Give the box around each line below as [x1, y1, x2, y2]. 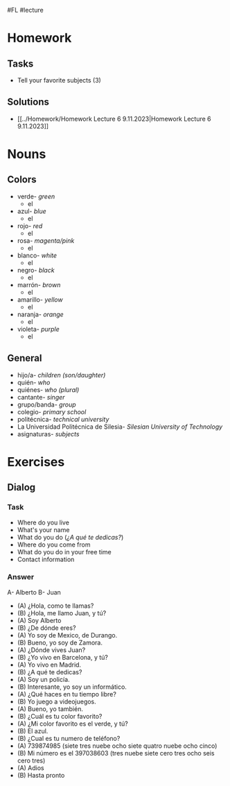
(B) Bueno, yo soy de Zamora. [17, 638, 103, 647]
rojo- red [17, 221, 43, 230]
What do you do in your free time [17, 547, 112, 556]
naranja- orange [17, 310, 64, 318]
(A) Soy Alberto [17, 616, 62, 624]
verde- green [17, 192, 55, 200]
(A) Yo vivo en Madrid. [17, 660, 82, 669]
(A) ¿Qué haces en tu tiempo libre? [17, 690, 116, 698]
